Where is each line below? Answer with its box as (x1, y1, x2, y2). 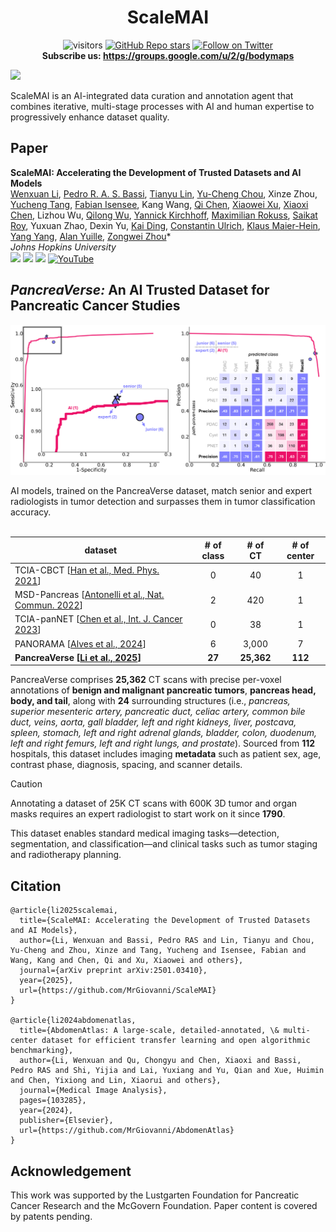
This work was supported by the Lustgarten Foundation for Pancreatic (10, 1189, 300, 1201)
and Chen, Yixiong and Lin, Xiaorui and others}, (10, 1076, 222, 1086)
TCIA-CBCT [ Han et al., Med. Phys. (14, 564, 160, 576)
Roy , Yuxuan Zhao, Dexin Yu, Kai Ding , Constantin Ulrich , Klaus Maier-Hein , (10, 219, 321, 231)
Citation (10, 877, 62, 895)
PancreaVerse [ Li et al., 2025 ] (14, 651, 142, 663)
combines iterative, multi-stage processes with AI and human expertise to (10, 100, 315, 112)
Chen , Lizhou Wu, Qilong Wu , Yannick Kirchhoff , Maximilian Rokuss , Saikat (10, 209, 318, 221)
